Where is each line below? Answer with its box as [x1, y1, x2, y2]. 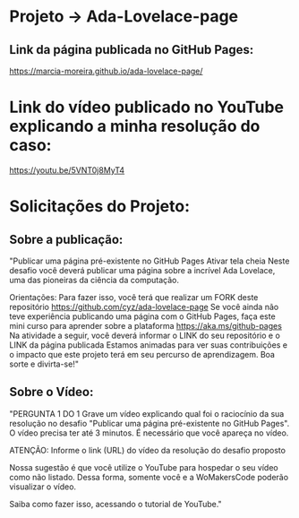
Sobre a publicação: [9, 231, 124, 247]
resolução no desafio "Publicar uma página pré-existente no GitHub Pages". [9, 418, 290, 428]
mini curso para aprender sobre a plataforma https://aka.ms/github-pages [9, 320, 282, 331]
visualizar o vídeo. [9, 481, 77, 492]
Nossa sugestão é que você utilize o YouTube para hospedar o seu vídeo [9, 462, 279, 472]
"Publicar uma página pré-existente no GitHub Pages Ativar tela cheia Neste [9, 255, 290, 266]
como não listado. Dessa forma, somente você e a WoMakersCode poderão [9, 471, 289, 482]
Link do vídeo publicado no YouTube [9, 97, 285, 117]
